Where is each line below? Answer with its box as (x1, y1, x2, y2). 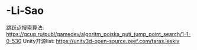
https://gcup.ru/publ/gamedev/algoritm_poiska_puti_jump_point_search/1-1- (6, 30, 191, 37)
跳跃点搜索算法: (6, 24, 44, 31)
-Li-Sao (6, 4, 44, 17)
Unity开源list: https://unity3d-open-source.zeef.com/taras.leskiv (22, 37, 180, 44)
